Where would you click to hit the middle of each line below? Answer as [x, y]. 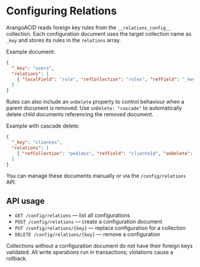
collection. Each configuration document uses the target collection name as [99, 33]
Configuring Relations [62, 11]
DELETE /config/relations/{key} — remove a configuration [87, 234]
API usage [25, 201]
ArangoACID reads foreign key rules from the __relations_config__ [89, 27]
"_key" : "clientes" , [37, 142]
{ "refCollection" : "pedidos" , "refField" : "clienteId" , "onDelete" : [105, 153]
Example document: [31, 51]
